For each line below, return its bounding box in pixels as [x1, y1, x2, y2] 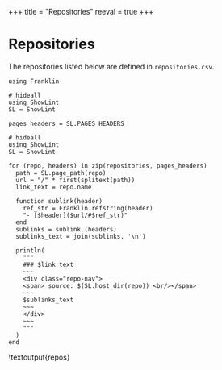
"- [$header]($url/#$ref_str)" [23, 211, 128, 219]
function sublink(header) [15, 197, 103, 205]
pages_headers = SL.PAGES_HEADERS [8, 119, 125, 127]
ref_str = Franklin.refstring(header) [23, 204, 153, 212]
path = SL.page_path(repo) [15, 168, 107, 177]
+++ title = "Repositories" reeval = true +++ [8, 7, 154, 16]
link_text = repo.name [15, 183, 92, 191]
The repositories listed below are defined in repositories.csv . [8, 61, 215, 71]
